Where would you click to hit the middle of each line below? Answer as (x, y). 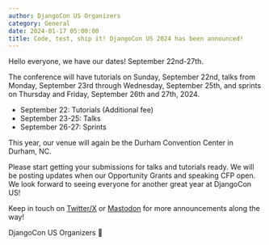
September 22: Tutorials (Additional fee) (87, 110)
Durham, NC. (30, 151)
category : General (39, 23)
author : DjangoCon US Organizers (65, 16)
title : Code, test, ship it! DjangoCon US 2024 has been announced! (126, 38)
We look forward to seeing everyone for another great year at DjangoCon (130, 184)
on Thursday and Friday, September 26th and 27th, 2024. (104, 95)
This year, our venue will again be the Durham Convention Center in (121, 143)
